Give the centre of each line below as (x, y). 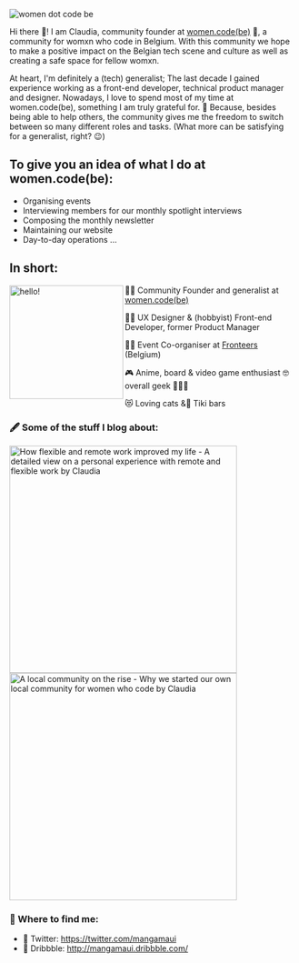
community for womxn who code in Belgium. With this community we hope (150, 41)
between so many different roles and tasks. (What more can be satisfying (147, 126)
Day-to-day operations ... (70, 239)
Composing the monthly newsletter (88, 220)
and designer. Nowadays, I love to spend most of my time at (122, 97)
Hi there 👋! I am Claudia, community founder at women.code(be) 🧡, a (139, 31)
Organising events (56, 201)
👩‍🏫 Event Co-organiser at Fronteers (192, 345)
